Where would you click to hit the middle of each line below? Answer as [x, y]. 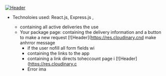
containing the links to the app [58, 53]
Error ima [37, 69]
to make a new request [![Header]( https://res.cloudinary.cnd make [88, 38]
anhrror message [37, 43]
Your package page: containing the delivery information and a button [90, 32]
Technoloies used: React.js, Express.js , [53, 17]
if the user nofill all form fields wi [61, 48]
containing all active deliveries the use [59, 27]
